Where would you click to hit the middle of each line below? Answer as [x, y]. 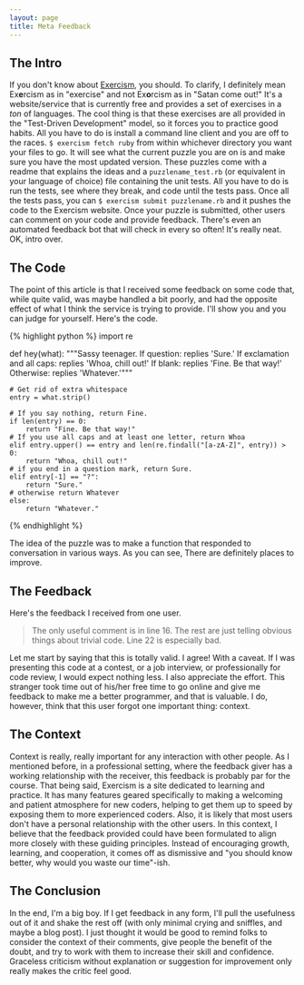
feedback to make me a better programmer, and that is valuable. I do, [138, 696]
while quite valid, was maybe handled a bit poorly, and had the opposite [143, 300]
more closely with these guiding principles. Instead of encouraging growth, [150, 843]
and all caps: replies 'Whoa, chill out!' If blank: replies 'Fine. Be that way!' [146, 363]
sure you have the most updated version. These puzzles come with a [138, 162]
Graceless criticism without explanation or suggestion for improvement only [151, 961]
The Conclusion [55, 891]
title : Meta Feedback [50, 26]
